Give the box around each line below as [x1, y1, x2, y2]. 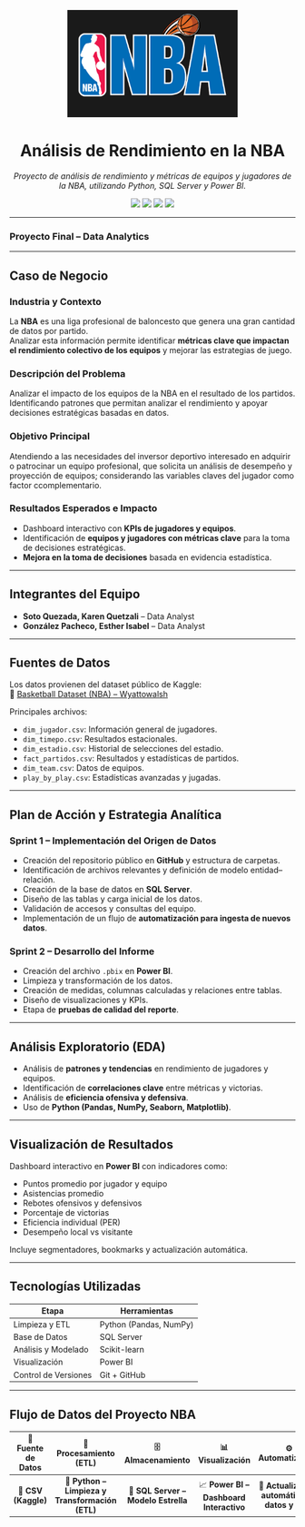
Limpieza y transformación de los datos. [22, 975, 173, 986]
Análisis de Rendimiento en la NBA [19, 141, 286, 162]
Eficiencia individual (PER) [22, 1217, 121, 1228]
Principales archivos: [9, 706, 88, 717]
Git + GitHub [99, 1369, 146, 1380]
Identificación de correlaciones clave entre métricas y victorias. [22, 1082, 263, 1094]
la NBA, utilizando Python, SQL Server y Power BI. [58, 180, 247, 191]
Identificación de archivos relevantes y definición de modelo [22, 864, 249, 876]
